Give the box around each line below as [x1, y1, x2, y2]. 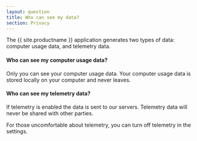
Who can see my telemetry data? [6, 90, 91, 97]
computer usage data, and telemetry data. [6, 43, 111, 50]
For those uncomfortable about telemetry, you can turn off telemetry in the [6, 121, 192, 128]
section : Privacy [6, 20, 50, 26]
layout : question [6, 8, 50, 15]
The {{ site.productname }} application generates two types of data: [6, 37, 175, 44]
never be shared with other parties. [6, 109, 93, 117]
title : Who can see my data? [6, 14, 80, 20]
